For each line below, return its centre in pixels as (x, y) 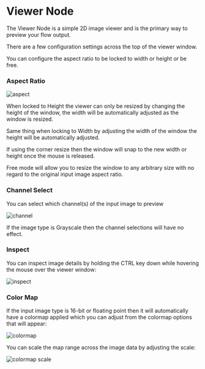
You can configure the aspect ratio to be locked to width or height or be (96, 58)
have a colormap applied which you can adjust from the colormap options (99, 318)
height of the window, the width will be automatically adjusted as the (93, 113)
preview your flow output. (39, 34)
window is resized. (30, 119)
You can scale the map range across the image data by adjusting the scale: (101, 348)
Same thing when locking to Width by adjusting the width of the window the (102, 131)
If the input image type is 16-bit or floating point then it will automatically (97, 311)
